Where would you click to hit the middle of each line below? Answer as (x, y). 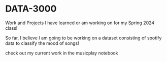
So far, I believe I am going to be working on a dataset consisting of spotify (83, 38)
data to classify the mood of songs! (42, 43)
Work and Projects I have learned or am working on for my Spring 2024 (80, 23)
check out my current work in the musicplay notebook (62, 53)
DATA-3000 (31, 9)
